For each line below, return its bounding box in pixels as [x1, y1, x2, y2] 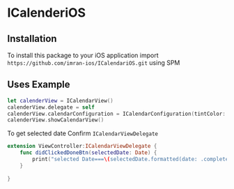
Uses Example [7, 79, 71, 91]
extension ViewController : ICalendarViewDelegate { [7, 143, 157, 150]
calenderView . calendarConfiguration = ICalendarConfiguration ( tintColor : [7, 110, 226, 117]
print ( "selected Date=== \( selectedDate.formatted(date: [32, 156, 198, 163]
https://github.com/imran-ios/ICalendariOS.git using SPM [7, 59, 180, 67]
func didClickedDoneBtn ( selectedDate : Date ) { [19, 149, 157, 156]
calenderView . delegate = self [7, 103, 95, 111]
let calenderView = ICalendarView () [7, 97, 114, 104]
